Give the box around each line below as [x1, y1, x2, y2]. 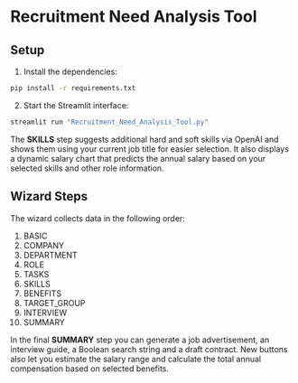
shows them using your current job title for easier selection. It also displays [10, 143, 290, 154]
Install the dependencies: [23, 66, 118, 77]
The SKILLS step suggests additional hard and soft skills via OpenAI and [10, 134, 279, 145]
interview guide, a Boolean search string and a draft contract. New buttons [10, 343, 288, 354]
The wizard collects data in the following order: [10, 212, 186, 223]
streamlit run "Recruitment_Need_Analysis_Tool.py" [10, 117, 209, 126]
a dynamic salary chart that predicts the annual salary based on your [10, 153, 266, 163]
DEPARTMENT [23, 249, 78, 260]
